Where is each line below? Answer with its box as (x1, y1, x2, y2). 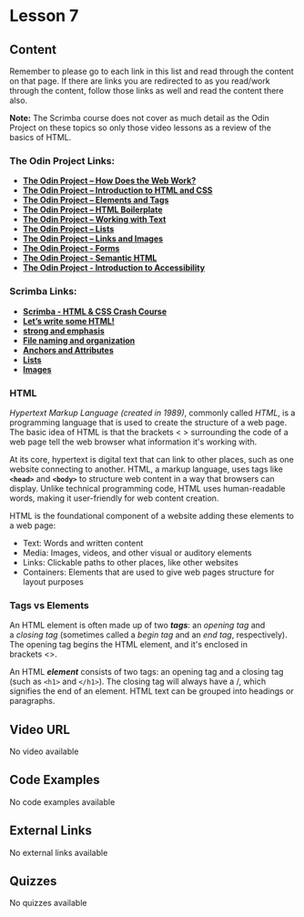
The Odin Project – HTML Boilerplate (22, 204, 163, 215)
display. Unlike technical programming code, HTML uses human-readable (9, 483, 286, 494)
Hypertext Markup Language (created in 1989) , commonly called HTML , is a (9, 407, 296, 418)
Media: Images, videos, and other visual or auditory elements (22, 547, 252, 558)
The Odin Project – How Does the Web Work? (22, 175, 197, 187)
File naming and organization (22, 334, 136, 346)
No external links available (9, 847, 108, 858)
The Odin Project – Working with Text (22, 214, 167, 225)
